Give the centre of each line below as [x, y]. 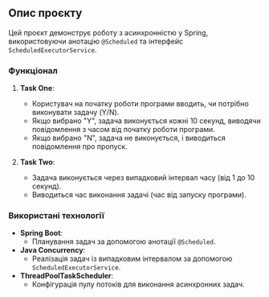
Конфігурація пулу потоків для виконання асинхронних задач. [138, 284]
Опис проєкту [45, 13]
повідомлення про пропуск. [80, 146]
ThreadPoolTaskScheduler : [67, 276]
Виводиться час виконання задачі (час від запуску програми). [139, 195]
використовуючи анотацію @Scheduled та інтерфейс [96, 41]
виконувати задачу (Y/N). [75, 113]
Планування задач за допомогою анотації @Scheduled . [124, 241]
